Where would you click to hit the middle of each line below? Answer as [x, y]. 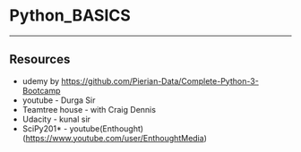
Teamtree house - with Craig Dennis [89, 109]
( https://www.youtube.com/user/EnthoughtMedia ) [115, 138]
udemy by [41, 80]
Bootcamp [41, 90]
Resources [40, 59]
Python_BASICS [70, 16]
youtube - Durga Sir [59, 100]
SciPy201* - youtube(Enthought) [83, 128]
